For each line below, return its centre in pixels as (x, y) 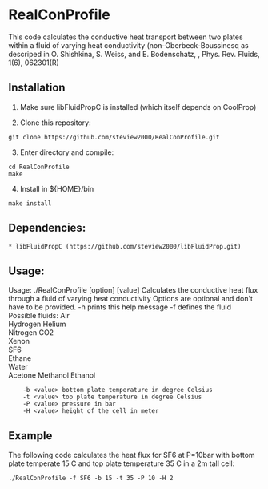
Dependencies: (47, 228)
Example (30, 436)
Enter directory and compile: (67, 152)
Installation (37, 88)
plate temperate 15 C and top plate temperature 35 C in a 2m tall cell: (122, 463)
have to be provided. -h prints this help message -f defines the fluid (120, 307)
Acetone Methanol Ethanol (52, 375)
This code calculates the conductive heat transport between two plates (126, 37)
